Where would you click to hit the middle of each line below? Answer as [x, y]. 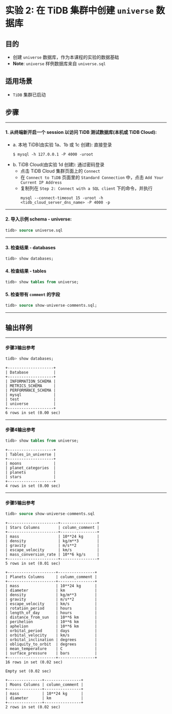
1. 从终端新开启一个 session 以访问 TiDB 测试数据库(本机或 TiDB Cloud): [81, 132]
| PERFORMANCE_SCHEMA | [31, 390]
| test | [31, 400]
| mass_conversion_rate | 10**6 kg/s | [52, 554]
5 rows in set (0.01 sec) [33, 564]
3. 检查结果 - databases [30, 247]
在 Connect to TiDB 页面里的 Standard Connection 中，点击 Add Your [92, 177]
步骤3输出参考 [20, 347]
